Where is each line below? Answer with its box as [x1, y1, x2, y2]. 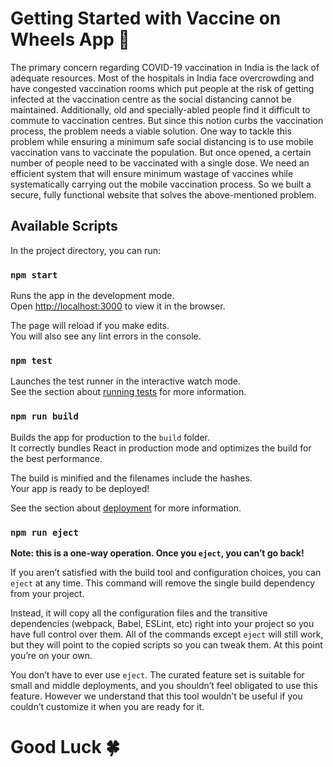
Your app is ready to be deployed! [10, 482, 150, 494]
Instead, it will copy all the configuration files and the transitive [10, 607, 268, 619]
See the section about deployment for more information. [10, 502, 242, 514]
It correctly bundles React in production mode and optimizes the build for [10, 442, 312, 454]
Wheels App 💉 [10, 28, 130, 51]
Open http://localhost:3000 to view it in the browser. [10, 300, 226, 312]
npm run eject [10, 527, 79, 538]
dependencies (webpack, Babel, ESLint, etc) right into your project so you [10, 617, 315, 629]
